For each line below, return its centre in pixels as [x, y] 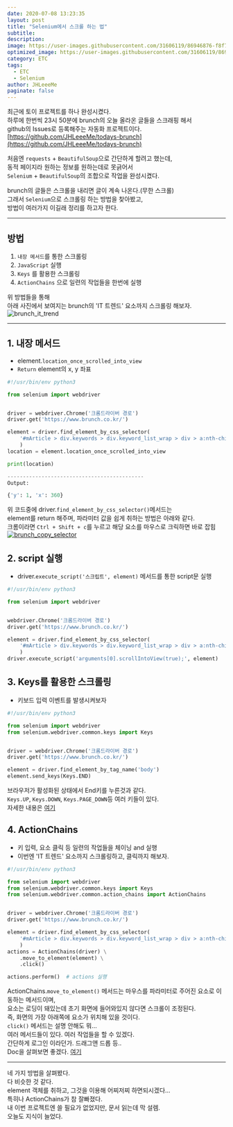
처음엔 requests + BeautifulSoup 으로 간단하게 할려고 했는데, [90, 158]
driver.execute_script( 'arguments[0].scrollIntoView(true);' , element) [113, 659]
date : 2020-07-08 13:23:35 [46, 14]
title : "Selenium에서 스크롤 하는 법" [57, 26]
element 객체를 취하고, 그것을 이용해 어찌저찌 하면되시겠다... [89, 1090]
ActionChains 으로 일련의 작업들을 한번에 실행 [79, 282]
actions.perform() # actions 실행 [57, 977]
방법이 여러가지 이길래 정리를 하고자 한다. [63, 208]
